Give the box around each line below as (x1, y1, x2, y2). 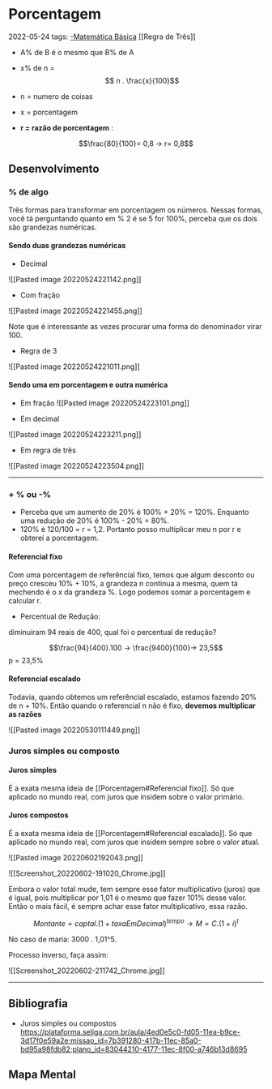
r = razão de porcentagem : (19, 122, 114, 132)
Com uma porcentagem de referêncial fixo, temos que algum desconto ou (8, 569, 255, 580)
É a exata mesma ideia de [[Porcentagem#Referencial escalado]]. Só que (8, 829, 253, 838)
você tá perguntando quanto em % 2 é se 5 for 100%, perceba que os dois (8, 213, 257, 223)
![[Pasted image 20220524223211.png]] (8, 430, 142, 439)
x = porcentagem (19, 107, 79, 117)
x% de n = (19, 62, 55, 73)
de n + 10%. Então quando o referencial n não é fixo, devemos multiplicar (8, 701, 257, 710)
